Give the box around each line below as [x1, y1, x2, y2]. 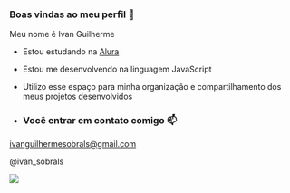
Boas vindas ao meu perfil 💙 [9, 8, 135, 21]
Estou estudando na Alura [22, 46, 120, 57]
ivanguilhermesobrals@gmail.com [9, 138, 137, 149]
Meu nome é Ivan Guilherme [9, 29, 115, 40]
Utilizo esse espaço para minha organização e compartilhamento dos [22, 82, 282, 92]
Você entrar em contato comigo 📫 [22, 114, 178, 127]
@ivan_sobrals [9, 156, 64, 167]
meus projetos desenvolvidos [22, 91, 133, 102]
